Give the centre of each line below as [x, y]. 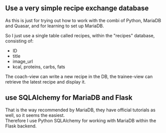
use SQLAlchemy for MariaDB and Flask [69, 98]
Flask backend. [21, 126]
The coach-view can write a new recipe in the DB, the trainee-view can [79, 76]
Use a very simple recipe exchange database [77, 8]
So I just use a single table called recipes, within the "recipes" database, [80, 35]
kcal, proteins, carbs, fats [39, 66]
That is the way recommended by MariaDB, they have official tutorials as [80, 110]
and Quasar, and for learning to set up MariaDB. [55, 26]
